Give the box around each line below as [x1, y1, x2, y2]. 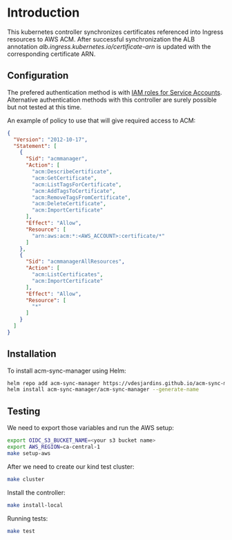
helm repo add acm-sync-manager [7, 380, 100, 387]
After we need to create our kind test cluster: [7, 462, 135, 471]
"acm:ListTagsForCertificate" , [32, 181, 122, 188]
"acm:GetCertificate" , [32, 174, 97, 181]
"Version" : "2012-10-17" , [13, 136, 88, 143]
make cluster [7, 476, 45, 483]
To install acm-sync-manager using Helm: [7, 366, 126, 375]
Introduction [7, 5, 80, 21]
